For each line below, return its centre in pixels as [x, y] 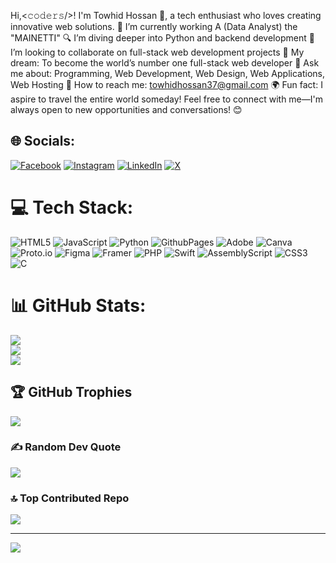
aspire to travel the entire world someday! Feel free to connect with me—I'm [167, 99]
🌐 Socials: [43, 141]
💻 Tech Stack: [72, 207]
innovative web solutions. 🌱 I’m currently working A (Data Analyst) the [154, 26]
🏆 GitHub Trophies [71, 392]
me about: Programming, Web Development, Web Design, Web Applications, [167, 73]
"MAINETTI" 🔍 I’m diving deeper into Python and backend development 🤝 [162, 38]
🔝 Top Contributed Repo [70, 498]
